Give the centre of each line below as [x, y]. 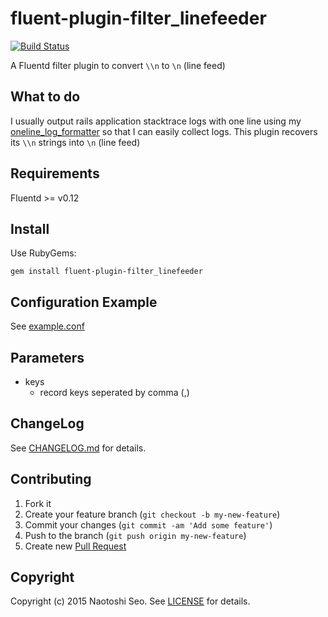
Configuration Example [84, 302]
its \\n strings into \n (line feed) [75, 142]
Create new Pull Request [75, 546]
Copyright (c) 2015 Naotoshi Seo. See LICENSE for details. [130, 601]
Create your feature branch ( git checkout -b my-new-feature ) [152, 514]
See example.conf [47, 326]
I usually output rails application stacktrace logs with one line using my [156, 121]
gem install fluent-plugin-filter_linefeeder [106, 272]
